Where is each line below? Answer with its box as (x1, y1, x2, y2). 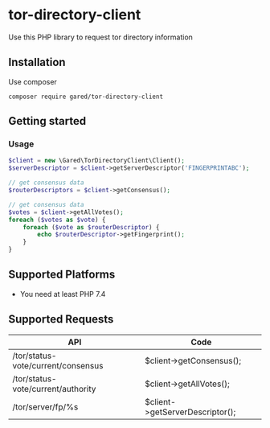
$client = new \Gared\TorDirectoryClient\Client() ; (8, 157, 185, 165)
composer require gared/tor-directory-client (8, 93, 163, 101)
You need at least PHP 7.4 (19, 289, 106, 298)
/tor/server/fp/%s (12, 401, 79, 412)
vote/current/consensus (12, 360, 104, 371)
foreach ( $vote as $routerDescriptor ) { (22, 223, 160, 231)
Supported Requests (8, 312, 114, 327)
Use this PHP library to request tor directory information (8, 32, 193, 42)
